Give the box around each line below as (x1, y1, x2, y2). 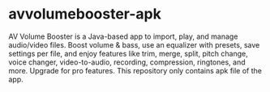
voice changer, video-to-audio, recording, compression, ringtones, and (8, 57, 246, 67)
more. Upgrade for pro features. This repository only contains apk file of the (8, 65, 262, 75)
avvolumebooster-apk (8, 5, 162, 23)
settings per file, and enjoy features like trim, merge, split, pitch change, (8, 48, 249, 58)
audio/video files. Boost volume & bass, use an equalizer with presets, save (8, 40, 260, 49)
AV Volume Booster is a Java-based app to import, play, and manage (8, 31, 238, 41)
